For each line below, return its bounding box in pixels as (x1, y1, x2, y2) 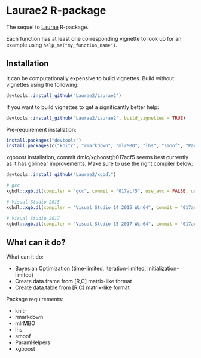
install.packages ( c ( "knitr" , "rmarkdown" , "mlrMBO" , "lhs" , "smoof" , (6, 143, 184, 149)
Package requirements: (6, 296, 64, 303)
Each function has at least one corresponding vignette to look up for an (6, 35, 182, 42)
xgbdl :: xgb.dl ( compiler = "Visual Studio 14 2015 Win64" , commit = (6, 204, 178, 210)
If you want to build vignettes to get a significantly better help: (6, 103, 160, 111)
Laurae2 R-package (6, 4, 106, 17)
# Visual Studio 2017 (6, 215, 60, 222)
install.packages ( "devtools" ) (6, 137, 82, 144)
